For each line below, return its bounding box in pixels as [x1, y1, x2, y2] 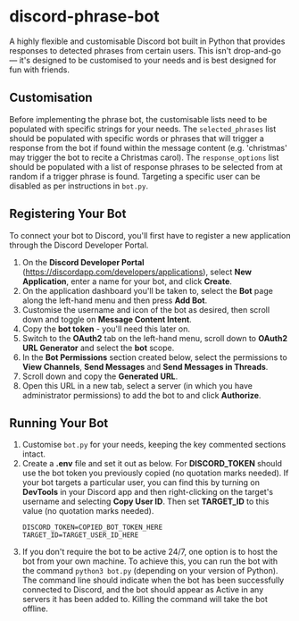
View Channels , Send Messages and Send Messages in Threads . [21, 361, 269, 372]
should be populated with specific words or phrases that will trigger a [9, 132, 265, 144]
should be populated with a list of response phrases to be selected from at [9, 161, 283, 172]
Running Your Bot [9, 415, 109, 431]
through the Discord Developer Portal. [9, 239, 149, 250]
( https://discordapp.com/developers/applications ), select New [21, 266, 253, 277]
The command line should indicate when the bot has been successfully [21, 575, 285, 586]
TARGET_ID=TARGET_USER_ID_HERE [21, 531, 139, 540]
